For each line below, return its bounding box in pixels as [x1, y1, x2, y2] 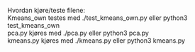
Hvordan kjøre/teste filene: [7, 6, 85, 14]
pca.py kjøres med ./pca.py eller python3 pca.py [7, 28, 149, 37]
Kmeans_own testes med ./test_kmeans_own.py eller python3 [7, 14, 188, 22]
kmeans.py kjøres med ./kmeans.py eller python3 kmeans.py [7, 36, 186, 45]
